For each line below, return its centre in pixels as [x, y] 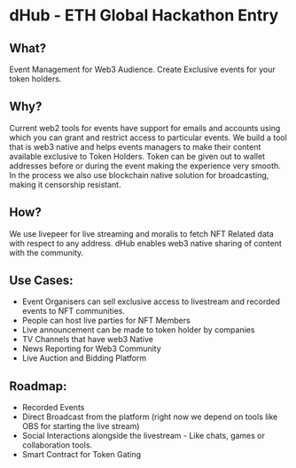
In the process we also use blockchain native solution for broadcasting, [139, 175]
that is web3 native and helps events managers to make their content [135, 146]
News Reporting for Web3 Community [91, 349]
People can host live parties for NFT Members [106, 321]
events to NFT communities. [74, 311]
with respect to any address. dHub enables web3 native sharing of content [145, 243]
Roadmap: [38, 386]
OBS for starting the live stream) [81, 426]
